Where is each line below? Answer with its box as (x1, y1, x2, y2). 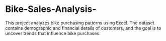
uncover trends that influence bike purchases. (5, 30, 101, 36)
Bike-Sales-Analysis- (5, 3, 97, 15)
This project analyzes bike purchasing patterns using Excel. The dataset (5, 20, 154, 26)
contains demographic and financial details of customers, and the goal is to (5, 25, 161, 31)
